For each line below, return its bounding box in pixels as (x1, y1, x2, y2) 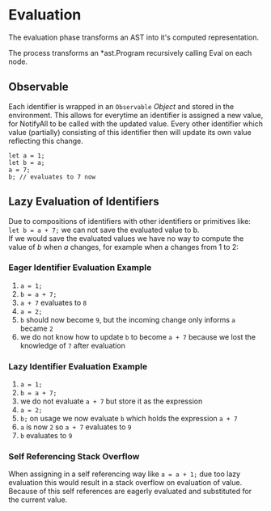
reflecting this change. (8, 136, 83, 146)
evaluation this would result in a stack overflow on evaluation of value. (8, 478, 243, 488)
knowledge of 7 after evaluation (19, 340, 125, 350)
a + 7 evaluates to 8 (19, 298, 87, 307)
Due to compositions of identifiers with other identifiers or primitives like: (8, 216, 251, 226)
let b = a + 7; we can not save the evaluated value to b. (8, 225, 200, 234)
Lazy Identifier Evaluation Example (8, 361, 148, 372)
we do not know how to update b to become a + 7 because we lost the (19, 332, 256, 341)
